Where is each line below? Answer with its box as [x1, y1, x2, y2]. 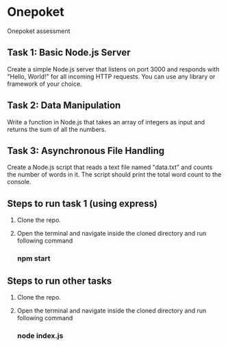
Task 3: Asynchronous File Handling [7, 145, 165, 157]
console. [7, 178, 32, 186]
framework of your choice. [7, 80, 82, 88]
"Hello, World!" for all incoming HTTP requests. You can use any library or [7, 72, 216, 80]
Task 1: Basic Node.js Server [7, 47, 131, 58]
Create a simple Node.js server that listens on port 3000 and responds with [7, 65, 220, 73]
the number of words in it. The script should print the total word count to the [7, 170, 222, 179]
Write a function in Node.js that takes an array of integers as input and [7, 117, 205, 126]
